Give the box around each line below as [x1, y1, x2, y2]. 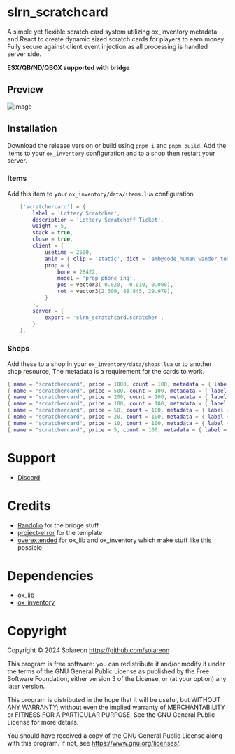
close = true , [32, 236, 73, 243]
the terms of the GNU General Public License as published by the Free [7, 667, 210, 675]
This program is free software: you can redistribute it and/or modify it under [7, 660, 225, 668]
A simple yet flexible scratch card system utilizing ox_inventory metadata [7, 27, 218, 36]
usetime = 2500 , [44, 248, 92, 256]
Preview [7, 83, 44, 95]
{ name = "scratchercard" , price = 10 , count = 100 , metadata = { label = [7, 419, 230, 426]
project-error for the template [17, 528, 103, 537]
